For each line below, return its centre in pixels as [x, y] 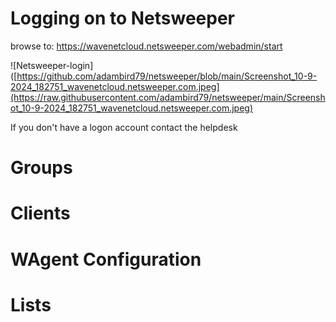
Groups [41, 168]
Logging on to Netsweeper [123, 18]
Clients [40, 213]
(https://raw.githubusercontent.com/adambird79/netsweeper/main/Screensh [168, 97]
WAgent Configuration [106, 259]
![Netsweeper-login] [52, 65]
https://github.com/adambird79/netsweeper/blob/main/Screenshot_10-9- [167, 76]
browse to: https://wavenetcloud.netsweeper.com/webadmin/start [146, 46]
